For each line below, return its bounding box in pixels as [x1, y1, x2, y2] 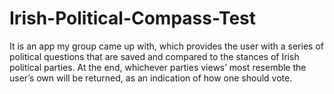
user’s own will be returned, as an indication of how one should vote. [9, 72, 293, 84]
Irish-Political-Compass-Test [9, 7, 257, 30]
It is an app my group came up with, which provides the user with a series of [9, 40, 324, 52]
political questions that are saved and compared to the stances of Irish [9, 50, 300, 62]
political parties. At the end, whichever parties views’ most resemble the [9, 61, 307, 73]
